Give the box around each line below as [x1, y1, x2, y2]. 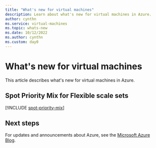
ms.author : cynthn [5, 35, 43, 40]
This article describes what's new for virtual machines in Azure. [5, 77, 135, 83]
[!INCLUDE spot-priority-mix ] [5, 104, 65, 110]
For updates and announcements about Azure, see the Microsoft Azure [5, 132, 150, 138]
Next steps [5, 119, 40, 127]
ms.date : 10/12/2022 [5, 30, 48, 35]
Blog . [5, 137, 16, 144]
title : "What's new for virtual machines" [5, 7, 94, 12]
